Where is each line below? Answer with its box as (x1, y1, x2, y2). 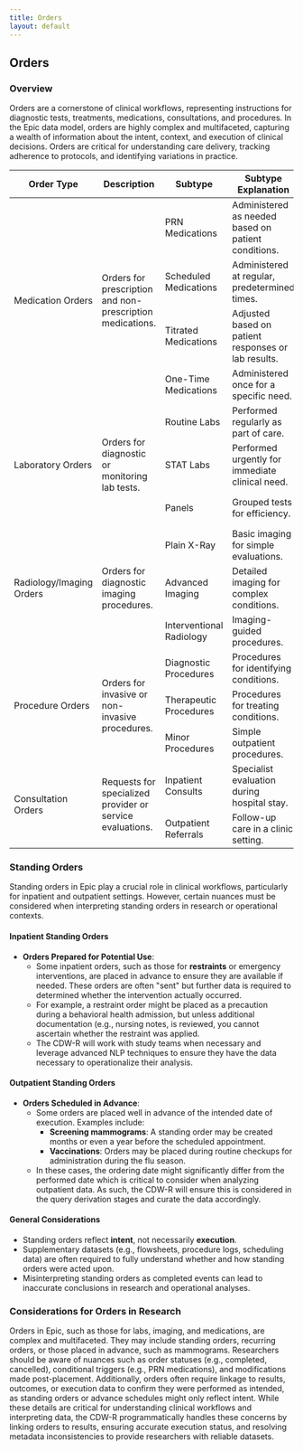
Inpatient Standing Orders (9, 931, 109, 942)
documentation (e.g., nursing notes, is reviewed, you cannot (35, 1018, 260, 1029)
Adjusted (231, 307, 271, 320)
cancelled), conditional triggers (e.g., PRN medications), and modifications (9, 1364, 287, 1375)
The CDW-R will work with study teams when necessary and (35, 1037, 262, 1049)
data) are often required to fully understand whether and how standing (22, 1254, 285, 1265)
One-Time (165, 372, 210, 385)
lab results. (231, 353, 279, 365)
